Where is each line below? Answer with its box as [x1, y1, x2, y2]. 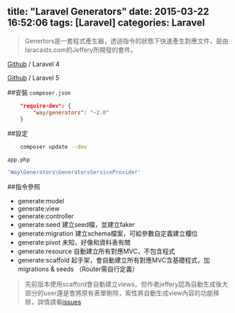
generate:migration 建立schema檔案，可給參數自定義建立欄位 [17, 229, 198, 238]
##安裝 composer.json [7, 88, 71, 97]
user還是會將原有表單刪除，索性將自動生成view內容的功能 [43, 289, 214, 297]
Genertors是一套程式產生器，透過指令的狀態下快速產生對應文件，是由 [24, 36, 229, 45]
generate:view [17, 204, 60, 213]
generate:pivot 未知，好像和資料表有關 [17, 238, 131, 247]
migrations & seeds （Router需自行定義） [17, 265, 139, 273]
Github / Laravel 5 [7, 73, 60, 82]
